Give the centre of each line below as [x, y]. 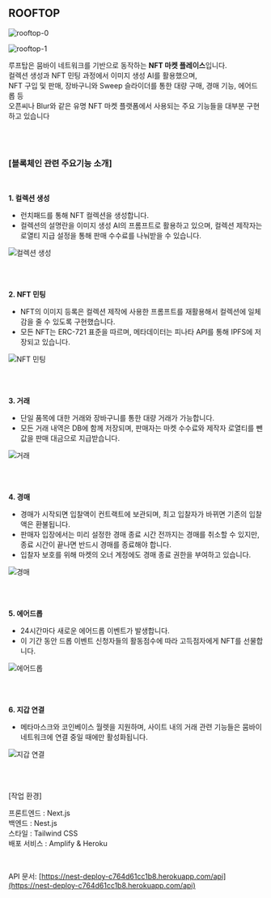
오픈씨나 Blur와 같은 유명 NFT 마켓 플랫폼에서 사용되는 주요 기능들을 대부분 [127, 105]
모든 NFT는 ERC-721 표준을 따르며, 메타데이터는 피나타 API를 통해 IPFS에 [136, 332]
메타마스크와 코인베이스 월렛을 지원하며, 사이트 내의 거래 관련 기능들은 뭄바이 [141, 727]
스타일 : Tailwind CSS [43, 833]
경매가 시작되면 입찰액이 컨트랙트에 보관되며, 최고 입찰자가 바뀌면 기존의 [133, 515]
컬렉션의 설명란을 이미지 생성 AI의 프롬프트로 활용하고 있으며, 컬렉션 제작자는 [141, 225]
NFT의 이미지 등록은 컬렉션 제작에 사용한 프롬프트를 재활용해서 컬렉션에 [133, 312]
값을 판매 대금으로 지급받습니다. [70, 438]
